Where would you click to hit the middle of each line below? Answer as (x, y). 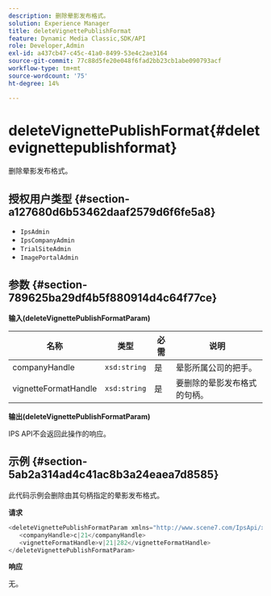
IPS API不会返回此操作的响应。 (59, 434)
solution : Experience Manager (59, 23)
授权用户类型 (40, 199)
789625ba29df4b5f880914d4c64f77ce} (113, 298)
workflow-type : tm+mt (45, 69)
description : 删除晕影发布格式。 (59, 16)
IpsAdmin (35, 232)
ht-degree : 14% (34, 83)
